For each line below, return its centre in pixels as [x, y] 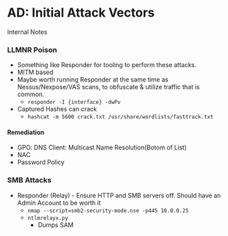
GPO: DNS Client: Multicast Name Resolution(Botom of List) [102, 147]
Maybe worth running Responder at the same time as [93, 80]
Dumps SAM [56, 225]
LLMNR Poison [32, 50]
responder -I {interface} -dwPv [74, 102]
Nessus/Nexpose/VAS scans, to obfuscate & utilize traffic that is [108, 87]
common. [31, 94]
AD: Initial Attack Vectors [81, 13]
